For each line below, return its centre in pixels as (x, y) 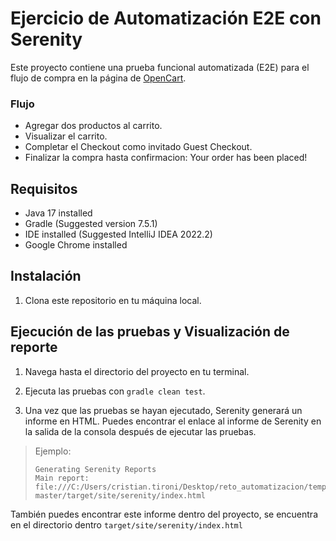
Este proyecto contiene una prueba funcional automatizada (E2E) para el (160, 67)
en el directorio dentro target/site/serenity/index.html (126, 524)
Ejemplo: (53, 451)
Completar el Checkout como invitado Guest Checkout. (138, 147)
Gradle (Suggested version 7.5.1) (91, 224)
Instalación (46, 276)
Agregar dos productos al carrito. (93, 126)
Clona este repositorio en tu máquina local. (113, 300)
